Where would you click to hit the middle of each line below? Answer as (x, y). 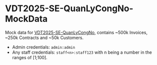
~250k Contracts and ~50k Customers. (44, 38)
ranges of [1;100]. (30, 57)
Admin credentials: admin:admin (44, 47)
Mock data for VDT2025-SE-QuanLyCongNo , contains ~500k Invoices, (76, 32)
